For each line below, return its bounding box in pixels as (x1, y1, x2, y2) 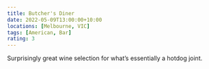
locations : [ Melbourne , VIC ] (7, 23, 90, 29)
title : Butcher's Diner (7, 10, 75, 17)
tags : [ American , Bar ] (7, 29, 72, 36)
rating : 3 (7, 36, 36, 42)
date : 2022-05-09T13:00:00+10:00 (7, 16, 102, 23)
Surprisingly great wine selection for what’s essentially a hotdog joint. (7, 54, 203, 62)
